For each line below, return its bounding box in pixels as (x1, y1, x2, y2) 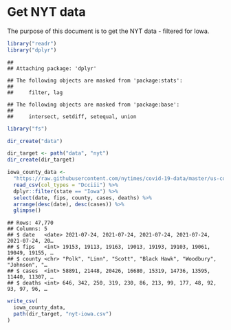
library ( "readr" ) (7, 40, 57, 47)
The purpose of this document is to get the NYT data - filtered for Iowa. (7, 27, 210, 35)
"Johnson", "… (7, 262, 48, 269)
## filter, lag (7, 89, 63, 96)
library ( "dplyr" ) (7, 46, 57, 54)
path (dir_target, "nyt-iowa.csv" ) (13, 311, 112, 318)
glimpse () (13, 207, 41, 214)
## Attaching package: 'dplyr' (7, 65, 97, 72)
